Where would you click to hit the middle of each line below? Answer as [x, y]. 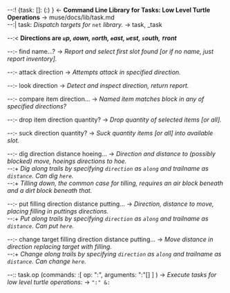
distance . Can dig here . [40, 176]
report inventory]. [32, 59]
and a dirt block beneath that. [50, 190]
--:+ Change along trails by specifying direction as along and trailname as [114, 254]
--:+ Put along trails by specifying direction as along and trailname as [108, 218]
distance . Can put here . [41, 226]
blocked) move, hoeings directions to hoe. [67, 161]
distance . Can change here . [47, 261]
